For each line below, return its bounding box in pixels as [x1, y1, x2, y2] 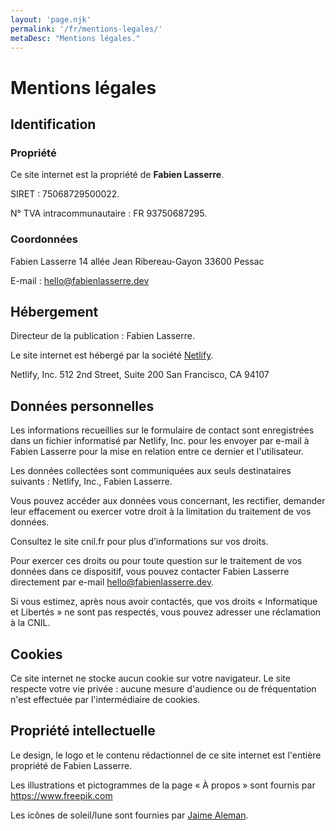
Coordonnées [10, 232, 78, 246]
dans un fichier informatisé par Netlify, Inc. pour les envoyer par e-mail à [10, 435, 310, 447]
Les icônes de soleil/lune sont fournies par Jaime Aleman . [10, 809, 249, 821]
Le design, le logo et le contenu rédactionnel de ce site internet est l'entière [10, 749, 322, 761]
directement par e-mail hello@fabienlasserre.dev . [10, 576, 215, 588]
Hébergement [10, 303, 99, 320]
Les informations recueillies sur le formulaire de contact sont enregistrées [10, 424, 315, 436]
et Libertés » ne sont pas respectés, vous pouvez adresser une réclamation [10, 606, 322, 618]
